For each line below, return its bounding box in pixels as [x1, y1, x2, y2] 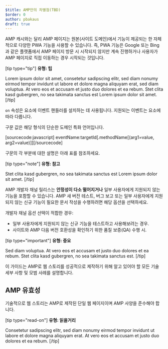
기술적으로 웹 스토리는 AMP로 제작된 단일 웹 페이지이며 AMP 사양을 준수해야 [5, 300, 154, 306]
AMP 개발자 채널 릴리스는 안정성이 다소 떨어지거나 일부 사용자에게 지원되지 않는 [5, 187, 160, 193]
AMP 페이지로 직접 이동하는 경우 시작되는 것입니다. [5, 55, 105, 61]
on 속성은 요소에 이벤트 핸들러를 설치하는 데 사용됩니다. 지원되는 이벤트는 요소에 [5, 107, 161, 113]
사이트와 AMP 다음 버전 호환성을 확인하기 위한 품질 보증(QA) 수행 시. [12, 227, 147, 233]
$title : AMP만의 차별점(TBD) [5, 7, 61, 13]
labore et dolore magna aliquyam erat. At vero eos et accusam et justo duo [5, 333, 159, 339]
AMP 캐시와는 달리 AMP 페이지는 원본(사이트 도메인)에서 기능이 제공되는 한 [5, 36, 152, 42]
